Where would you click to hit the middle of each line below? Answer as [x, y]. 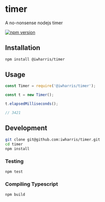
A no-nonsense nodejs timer [34, 23]
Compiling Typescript [32, 184]
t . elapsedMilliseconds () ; [32, 104]
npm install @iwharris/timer [35, 59]
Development [26, 128]
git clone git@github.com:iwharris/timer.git [52, 139]
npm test [14, 171]
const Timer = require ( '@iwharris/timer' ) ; [51, 86]
